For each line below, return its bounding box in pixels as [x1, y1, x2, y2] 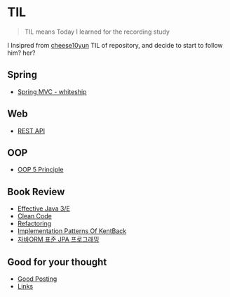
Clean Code [17, 212, 53, 220]
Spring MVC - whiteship [17, 87, 87, 95]
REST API [17, 126, 46, 135]
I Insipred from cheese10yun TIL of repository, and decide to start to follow [7, 41, 223, 49]
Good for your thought [7, 256, 107, 268]
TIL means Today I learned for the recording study [24, 27, 170, 36]
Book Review [7, 185, 65, 197]
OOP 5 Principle [17, 166, 64, 174]
